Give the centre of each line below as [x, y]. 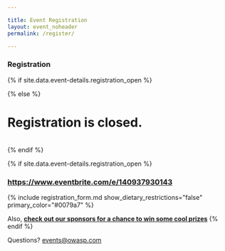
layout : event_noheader [43, 27]
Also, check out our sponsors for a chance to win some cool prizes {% [113, 218]
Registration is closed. [75, 122]
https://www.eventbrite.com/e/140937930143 [90, 182]
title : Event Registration [47, 20]
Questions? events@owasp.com [54, 240]
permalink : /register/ [41, 33]
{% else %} [24, 94]
